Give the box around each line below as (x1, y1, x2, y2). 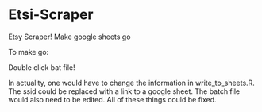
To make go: (8, 47, 49, 56)
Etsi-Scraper (8, 6, 94, 24)
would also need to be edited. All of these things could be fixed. (8, 95, 217, 104)
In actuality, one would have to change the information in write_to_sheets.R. (8, 78, 256, 87)
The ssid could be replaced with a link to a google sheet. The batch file (8, 86, 241, 96)
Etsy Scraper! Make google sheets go (8, 32, 131, 41)
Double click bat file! (8, 62, 75, 72)
